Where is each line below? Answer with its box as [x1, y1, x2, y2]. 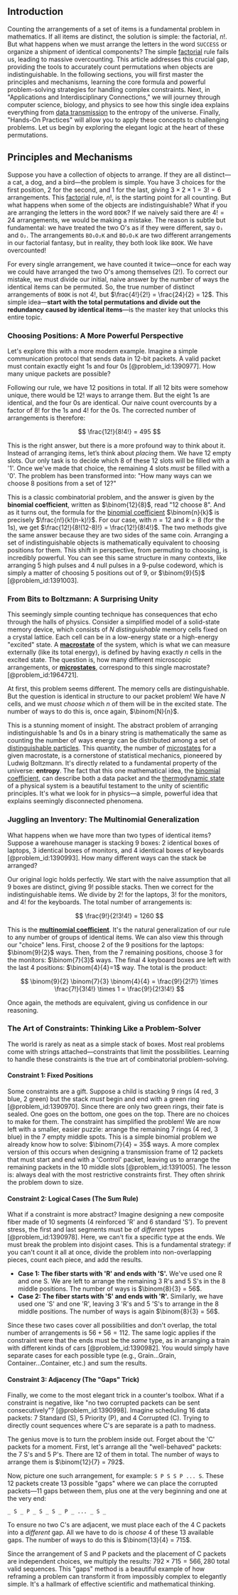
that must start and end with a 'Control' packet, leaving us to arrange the [7, 1155, 220, 1164]
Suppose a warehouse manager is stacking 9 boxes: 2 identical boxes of [7, 838, 220, 847]
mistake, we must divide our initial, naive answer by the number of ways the [7, 274, 229, 284]
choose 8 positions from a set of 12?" [7, 479, 117, 487]
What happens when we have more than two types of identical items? [7, 830, 212, 840]
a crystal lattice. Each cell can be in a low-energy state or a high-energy [7, 633, 219, 641]
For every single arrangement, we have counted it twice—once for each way [7, 259, 232, 268]
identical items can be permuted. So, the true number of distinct [7, 282, 195, 291]
